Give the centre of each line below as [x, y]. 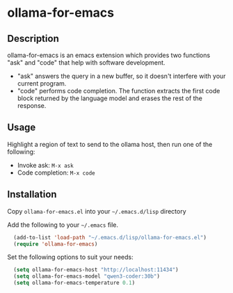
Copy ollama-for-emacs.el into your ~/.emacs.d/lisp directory [97, 211]
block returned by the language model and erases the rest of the [110, 98]
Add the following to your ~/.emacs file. [63, 225]
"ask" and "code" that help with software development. [86, 63]
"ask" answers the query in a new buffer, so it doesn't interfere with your [121, 76]
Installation [32, 195]
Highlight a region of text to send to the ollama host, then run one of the [110, 144]
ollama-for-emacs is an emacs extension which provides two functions [109, 55]
